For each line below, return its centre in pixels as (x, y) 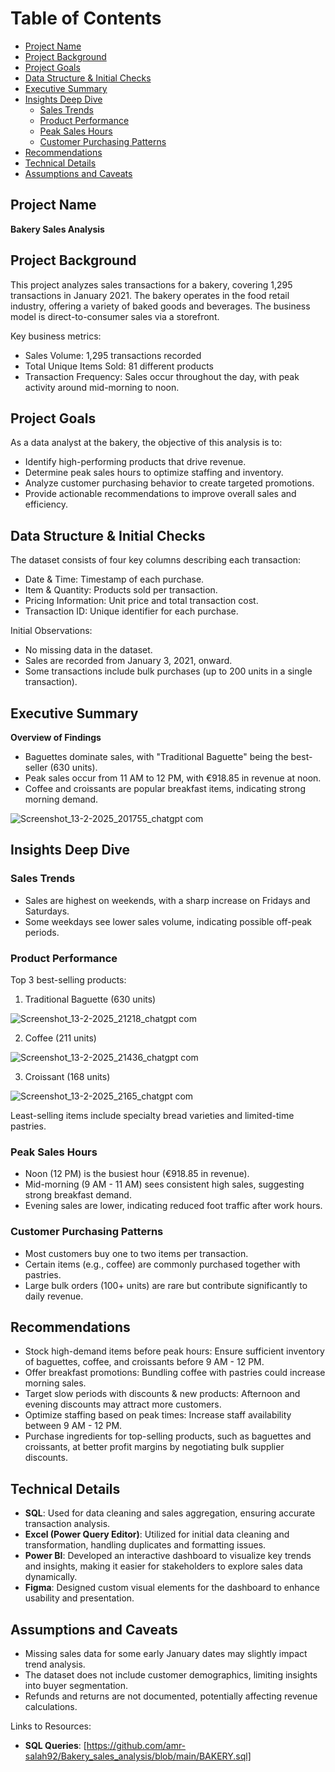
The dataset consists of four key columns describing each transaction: (156, 560)
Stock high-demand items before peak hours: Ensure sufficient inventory (174, 1351)
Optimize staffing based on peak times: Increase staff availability (158, 1415)
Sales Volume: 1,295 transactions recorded (113, 355)
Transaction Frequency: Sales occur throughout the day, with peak (162, 376)
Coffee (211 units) (60, 1038)
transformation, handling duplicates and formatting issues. (145, 1545)
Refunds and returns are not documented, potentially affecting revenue (171, 1696)
